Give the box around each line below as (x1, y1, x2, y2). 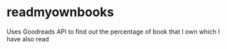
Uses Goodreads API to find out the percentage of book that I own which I (6, 27, 220, 36)
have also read (6, 34, 50, 43)
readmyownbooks (6, 4, 114, 20)
